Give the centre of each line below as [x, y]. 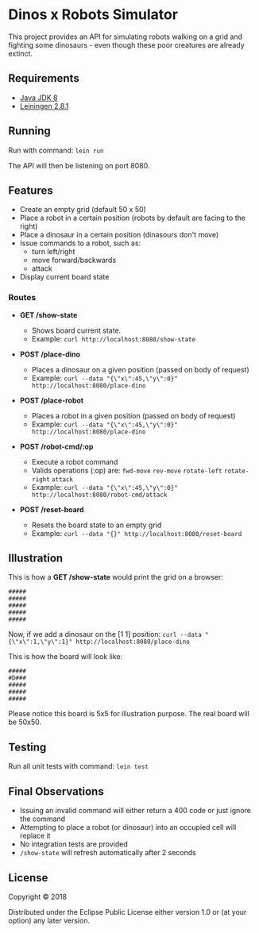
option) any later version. [49, 920]
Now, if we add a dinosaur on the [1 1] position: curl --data [105, 634]
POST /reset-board [52, 509]
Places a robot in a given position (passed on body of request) [133, 415]
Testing [27, 747]
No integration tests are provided [74, 844]
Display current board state [64, 277]
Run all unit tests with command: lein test [78, 766]
